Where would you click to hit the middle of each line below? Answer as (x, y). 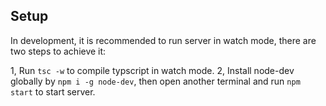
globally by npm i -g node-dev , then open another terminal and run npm (155, 81)
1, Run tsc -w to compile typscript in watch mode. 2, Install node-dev (152, 70)
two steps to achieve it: (58, 51)
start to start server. (53, 91)
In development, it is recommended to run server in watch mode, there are (163, 40)
